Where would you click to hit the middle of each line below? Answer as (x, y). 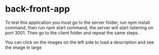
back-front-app (38, 9)
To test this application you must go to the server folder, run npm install (78, 22)
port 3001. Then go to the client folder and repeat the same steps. (72, 33)
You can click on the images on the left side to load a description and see (79, 42)
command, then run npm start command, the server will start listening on (79, 27)
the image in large (23, 47)
